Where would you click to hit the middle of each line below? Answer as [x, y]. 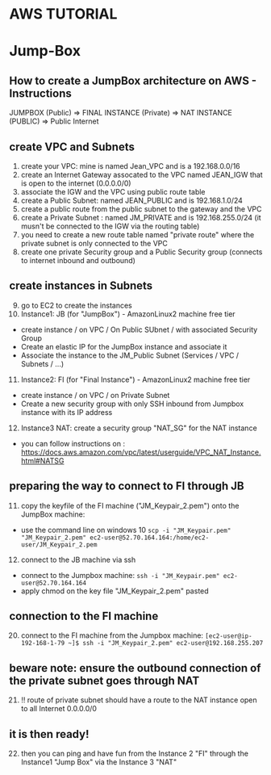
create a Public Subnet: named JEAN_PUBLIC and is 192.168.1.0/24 [131, 200]
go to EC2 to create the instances [76, 305]
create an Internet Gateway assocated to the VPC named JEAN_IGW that [142, 175]
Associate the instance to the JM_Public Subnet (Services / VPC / [130, 355]
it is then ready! [49, 734]
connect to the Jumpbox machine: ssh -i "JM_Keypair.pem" [120, 575]
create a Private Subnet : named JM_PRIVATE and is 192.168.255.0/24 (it [141, 218]
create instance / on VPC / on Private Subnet [95, 395]
